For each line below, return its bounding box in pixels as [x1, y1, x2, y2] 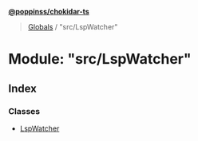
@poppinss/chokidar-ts [8, 7, 89, 16]
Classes [8, 105, 41, 116]
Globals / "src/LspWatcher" [27, 22, 118, 31]
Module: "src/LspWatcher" [8, 50, 192, 69]
